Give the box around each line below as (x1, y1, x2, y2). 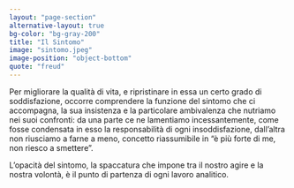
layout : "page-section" (9, 12, 97, 22)
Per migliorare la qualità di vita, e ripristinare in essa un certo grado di (9, 86, 262, 97)
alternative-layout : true (9, 21, 104, 30)
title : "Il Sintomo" (9, 37, 86, 47)
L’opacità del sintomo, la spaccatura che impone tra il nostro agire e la (9, 160, 264, 170)
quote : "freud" (9, 63, 65, 71)
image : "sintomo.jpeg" (9, 46, 93, 55)
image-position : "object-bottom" (9, 54, 132, 63)
